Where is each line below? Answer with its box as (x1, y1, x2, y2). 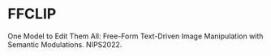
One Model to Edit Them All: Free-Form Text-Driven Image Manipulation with (7, 31, 264, 41)
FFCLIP (7, 5, 57, 23)
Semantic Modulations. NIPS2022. (7, 39, 123, 49)
